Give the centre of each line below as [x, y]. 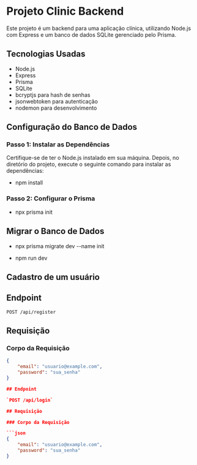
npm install [29, 183]
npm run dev [31, 258]
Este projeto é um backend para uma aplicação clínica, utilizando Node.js [99, 28]
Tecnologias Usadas [46, 54]
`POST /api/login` [30, 400]
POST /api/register [31, 312]
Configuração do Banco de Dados [72, 127]
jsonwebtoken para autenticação [56, 101]
